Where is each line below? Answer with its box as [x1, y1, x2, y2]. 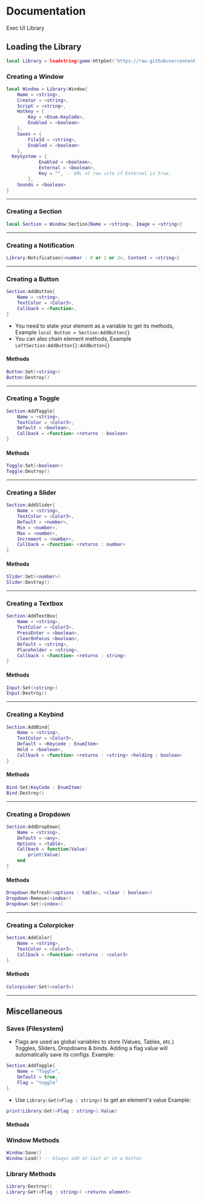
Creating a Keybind [6, 710, 64, 719]
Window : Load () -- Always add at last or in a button [6, 1156, 142, 1162]
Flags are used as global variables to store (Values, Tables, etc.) [14, 1038, 175, 1045]
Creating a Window [6, 72, 64, 81]
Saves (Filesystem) [6, 1024, 64, 1033]
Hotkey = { [17, 108, 45, 114]
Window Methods [6, 1136, 60, 1144]
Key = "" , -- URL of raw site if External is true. [38, 171, 172, 177]
